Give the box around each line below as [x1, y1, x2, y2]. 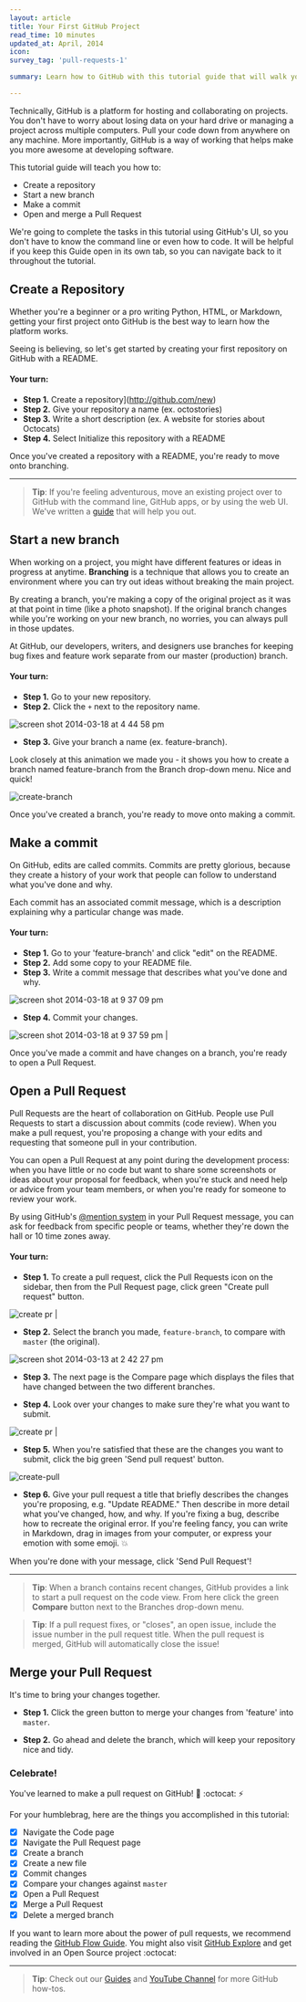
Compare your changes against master [22, 1878, 168, 1890]
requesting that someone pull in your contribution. [9, 1137, 198, 1148]
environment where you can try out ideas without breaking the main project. [9, 576, 294, 587]
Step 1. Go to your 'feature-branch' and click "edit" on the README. [22, 947, 278, 959]
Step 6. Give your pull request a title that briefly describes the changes [22, 1489, 289, 1500]
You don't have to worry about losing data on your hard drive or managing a [9, 115, 294, 126]
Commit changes [22, 1868, 87, 1879]
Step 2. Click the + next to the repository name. [22, 700, 200, 712]
